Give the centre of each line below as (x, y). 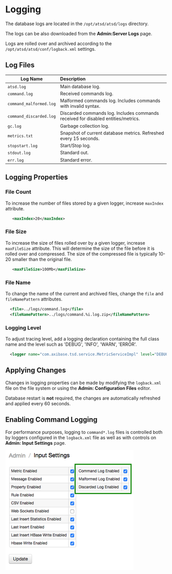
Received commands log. (87, 93)
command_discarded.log (32, 116)
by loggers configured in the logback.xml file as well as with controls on (81, 438)
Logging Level (23, 328)
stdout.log (19, 153)
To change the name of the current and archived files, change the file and (84, 294)
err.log (16, 160)
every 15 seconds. (80, 138)
